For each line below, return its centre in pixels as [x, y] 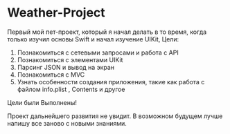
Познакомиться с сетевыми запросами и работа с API [98, 52]
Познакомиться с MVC [51, 75]
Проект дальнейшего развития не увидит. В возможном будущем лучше [115, 116]
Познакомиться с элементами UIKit [70, 59]
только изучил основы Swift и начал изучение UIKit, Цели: [93, 39]
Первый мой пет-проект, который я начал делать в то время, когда [107, 32]
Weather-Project [56, 13]
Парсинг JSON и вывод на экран [66, 67]
